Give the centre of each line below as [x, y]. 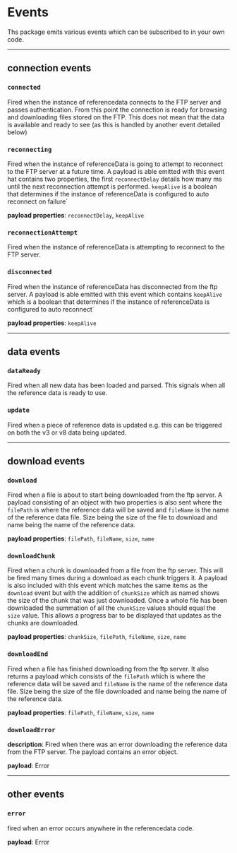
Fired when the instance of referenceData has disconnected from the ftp [113, 286]
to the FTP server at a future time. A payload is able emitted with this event [116, 171]
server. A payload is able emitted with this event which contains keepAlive [115, 294]
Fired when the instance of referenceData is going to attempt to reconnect [115, 164]
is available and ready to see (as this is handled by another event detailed [114, 124]
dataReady [24, 371]
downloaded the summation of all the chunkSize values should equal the [112, 608]
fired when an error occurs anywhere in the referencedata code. [101, 828]
